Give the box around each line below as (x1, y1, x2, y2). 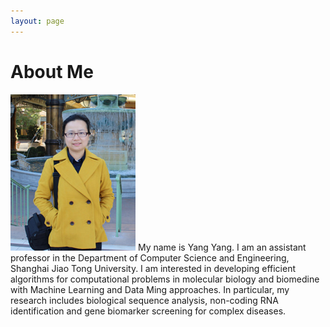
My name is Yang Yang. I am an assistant (137, 241, 307, 253)
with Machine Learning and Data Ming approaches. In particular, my (10, 283, 290, 295)
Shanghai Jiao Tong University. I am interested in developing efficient (10, 262, 296, 274)
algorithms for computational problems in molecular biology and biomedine (10, 273, 320, 285)
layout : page (10, 16, 65, 26)
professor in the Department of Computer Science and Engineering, (10, 251, 290, 264)
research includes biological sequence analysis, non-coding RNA (10, 294, 279, 306)
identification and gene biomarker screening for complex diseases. (10, 305, 287, 317)
